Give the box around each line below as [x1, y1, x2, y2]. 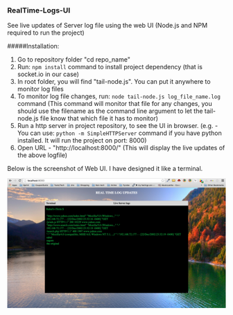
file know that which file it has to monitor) [40, 114, 158, 123]
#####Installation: [7, 42, 60, 51]
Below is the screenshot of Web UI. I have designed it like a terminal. [7, 165, 203, 173]
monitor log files [17, 85, 64, 93]
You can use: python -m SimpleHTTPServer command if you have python [17, 129, 222, 137]
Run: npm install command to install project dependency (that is [17, 63, 203, 71]
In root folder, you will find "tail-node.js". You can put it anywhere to [17, 78, 211, 86]
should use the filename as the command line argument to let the [17, 107, 203, 116]
